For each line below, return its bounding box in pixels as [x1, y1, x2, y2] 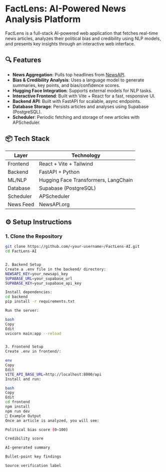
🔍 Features [5, 56, 41, 64]
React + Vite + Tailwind [39, 160, 93, 167]
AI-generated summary [5, 445, 50, 450]
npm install [5, 404, 30, 409]
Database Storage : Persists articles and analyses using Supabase [12, 103, 149, 109]
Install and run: [5, 377, 41, 382]
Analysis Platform [5, 13, 81, 25]
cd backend [5, 294, 28, 300]
